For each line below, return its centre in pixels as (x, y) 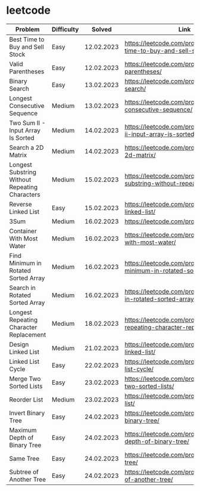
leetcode (28, 10)
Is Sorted (22, 138)
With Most (24, 238)
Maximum (23, 430)
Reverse (21, 204)
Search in (22, 288)
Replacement (28, 335)
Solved (101, 29)
